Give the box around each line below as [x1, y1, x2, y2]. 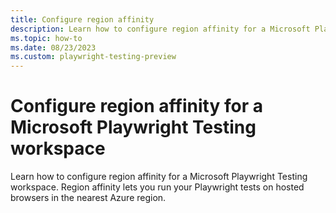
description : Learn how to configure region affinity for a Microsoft [10, 24, 311, 34]
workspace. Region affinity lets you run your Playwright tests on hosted [10, 181, 305, 193]
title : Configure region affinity [10, 14, 155, 25]
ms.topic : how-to [10, 33, 83, 43]
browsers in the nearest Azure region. [10, 192, 167, 204]
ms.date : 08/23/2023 [10, 42, 97, 53]
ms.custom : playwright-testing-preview [10, 52, 177, 62]
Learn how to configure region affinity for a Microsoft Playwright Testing [10, 171, 308, 183]
